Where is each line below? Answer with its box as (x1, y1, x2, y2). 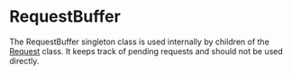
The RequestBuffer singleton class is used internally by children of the (9, 36, 270, 47)
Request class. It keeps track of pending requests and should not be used (9, 45, 284, 56)
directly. (9, 55, 40, 66)
